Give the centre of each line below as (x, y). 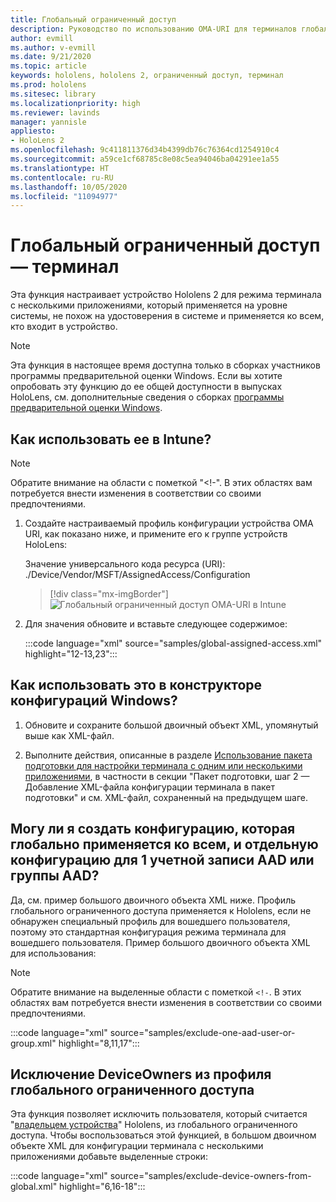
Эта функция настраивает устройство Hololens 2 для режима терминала (166, 295)
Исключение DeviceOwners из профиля (141, 1074)
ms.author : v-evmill (53, 47)
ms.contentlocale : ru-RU (62, 177)
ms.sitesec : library (53, 94)
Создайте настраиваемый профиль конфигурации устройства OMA (169, 523)
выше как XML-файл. (69, 735)
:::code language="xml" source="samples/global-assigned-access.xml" (173, 643)
